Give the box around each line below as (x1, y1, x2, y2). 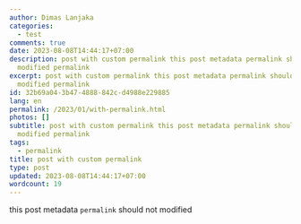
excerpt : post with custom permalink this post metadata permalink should (9, 72, 295, 81)
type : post (9, 163, 50, 172)
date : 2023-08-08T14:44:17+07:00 (9, 47, 134, 56)
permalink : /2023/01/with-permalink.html (9, 105, 167, 114)
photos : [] (9, 113, 50, 122)
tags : (9, 138, 30, 147)
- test (17, 30, 42, 39)
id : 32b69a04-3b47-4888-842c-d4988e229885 (9, 88, 170, 97)
